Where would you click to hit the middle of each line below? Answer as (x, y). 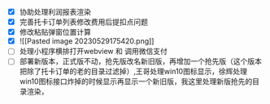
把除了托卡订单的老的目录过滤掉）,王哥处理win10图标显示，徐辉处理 (133, 72)
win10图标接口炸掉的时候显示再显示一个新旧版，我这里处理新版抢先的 (136, 81)
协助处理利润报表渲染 (55, 12)
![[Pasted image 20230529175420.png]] (87, 41)
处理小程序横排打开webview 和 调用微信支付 (93, 52)
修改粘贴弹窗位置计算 (55, 32)
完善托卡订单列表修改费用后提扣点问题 (83, 22)
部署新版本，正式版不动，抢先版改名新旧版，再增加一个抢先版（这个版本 (140, 61)
